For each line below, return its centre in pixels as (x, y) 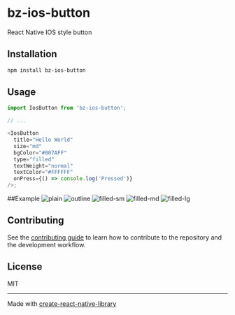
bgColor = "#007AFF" (41, 153)
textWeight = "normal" (43, 166)
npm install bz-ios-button (47, 70)
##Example (24, 199)
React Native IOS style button (50, 32)
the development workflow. (47, 244)
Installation (32, 54)
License (25, 267)
